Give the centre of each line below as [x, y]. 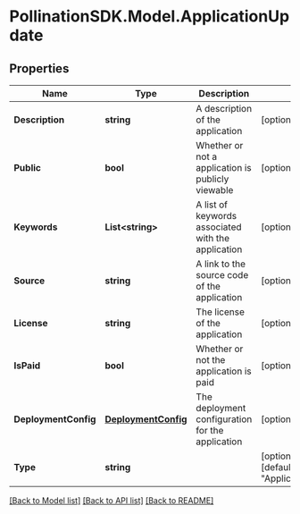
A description [224, 109]
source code [222, 275]
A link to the [221, 264]
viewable [215, 190]
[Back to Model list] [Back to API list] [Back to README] [112, 501]
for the [210, 430]
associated [219, 227]
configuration [224, 419]
